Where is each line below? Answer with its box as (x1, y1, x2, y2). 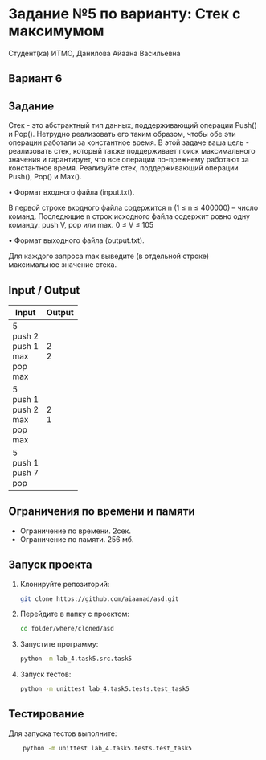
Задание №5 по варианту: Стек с (8, 5, 241, 23)
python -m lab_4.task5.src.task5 (19, 655, 133, 663)
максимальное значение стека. (8, 260, 117, 269)
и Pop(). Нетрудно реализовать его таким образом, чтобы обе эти (8, 129, 236, 139)
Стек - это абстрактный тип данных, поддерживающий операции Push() (8, 121, 257, 130)
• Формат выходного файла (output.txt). (8, 236, 145, 245)
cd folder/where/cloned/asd (19, 625, 114, 633)
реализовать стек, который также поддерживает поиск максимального (8, 146, 256, 156)
